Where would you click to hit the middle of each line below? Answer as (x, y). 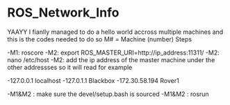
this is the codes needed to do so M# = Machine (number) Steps (100, 39)
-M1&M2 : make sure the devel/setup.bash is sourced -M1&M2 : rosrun (108, 94)
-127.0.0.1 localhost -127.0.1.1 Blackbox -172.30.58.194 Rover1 (93, 80)
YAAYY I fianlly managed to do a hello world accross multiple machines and (115, 32)
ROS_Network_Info (63, 13)
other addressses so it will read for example (70, 67)
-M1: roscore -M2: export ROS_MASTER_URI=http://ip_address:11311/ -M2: (114, 52)
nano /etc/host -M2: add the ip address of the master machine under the (111, 59)
